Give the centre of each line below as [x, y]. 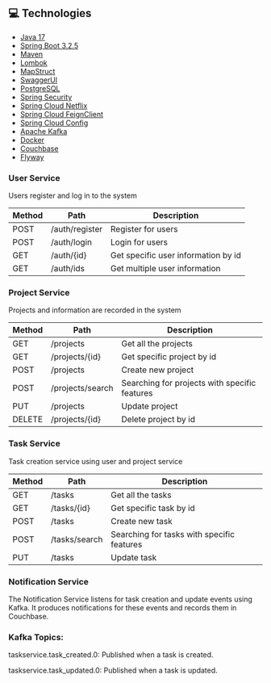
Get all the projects [157, 344]
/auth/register [77, 229]
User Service [34, 178]
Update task [133, 557]
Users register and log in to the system [73, 195]
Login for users [139, 242]
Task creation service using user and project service [96, 461]
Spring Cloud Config [54, 123]
